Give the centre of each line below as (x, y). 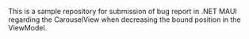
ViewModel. (28, 28)
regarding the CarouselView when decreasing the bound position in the (125, 19)
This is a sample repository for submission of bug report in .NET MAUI (123, 11)
